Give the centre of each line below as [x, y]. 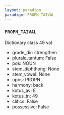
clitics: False [25, 101]
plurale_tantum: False [34, 58]
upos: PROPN [26, 79]
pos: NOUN [24, 63]
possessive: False [30, 107]
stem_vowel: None [31, 74]
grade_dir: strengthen [35, 52]
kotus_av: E [24, 90]
